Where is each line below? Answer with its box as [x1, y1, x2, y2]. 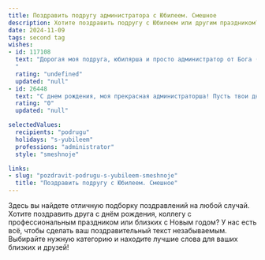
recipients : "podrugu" [15, 128, 90, 136]
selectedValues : [8, 121, 62, 129]
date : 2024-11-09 [8, 26, 65, 34]
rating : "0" [15, 99, 55, 107]
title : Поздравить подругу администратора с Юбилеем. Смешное [8, 11, 217, 20]
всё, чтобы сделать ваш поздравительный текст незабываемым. [8, 226, 227, 235]
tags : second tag [8, 33, 65, 42]
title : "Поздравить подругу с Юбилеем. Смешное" [15, 179, 178, 188]
